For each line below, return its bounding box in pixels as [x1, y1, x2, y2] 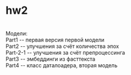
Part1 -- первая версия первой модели [5, 36, 105, 43]
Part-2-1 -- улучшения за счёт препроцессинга [5, 49, 126, 56]
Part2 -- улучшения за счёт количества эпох [5, 43, 120, 50]
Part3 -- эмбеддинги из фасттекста [5, 55, 96, 62]
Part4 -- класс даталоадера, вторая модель [5, 61, 118, 69]
